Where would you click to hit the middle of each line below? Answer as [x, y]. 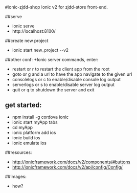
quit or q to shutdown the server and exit [53, 90]
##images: [16, 176]
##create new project [27, 41]
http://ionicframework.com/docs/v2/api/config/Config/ [68, 167]
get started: [23, 105]
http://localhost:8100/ [34, 31]
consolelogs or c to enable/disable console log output [66, 79]
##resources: [19, 152]
